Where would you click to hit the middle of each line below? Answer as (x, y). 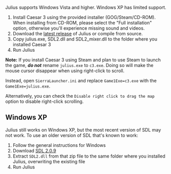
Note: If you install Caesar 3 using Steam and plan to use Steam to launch (83, 60)
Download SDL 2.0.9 (34, 150)
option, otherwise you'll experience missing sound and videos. (79, 28)
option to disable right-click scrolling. (45, 101)
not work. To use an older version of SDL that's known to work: (72, 135)
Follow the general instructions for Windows (59, 145)
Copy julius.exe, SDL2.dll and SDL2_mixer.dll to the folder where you (85, 39)
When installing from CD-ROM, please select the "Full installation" (82, 23)
